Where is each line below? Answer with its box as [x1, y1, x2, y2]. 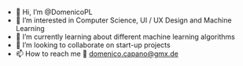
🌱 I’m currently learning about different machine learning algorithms [15, 32, 236, 41]
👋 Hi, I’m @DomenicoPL [15, 8, 93, 16]
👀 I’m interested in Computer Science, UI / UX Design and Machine [15, 16, 232, 25]
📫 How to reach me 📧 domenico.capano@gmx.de [15, 49, 179, 58]
